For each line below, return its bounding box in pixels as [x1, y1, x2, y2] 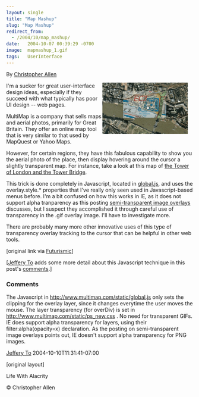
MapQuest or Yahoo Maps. [6, 137, 72, 145]
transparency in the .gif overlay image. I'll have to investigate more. [6, 211, 170, 218]
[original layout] [6, 361, 45, 368]
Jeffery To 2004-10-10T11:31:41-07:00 [6, 349, 99, 357]
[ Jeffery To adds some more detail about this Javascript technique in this [6, 259, 185, 266]
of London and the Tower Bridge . [6, 168, 87, 176]
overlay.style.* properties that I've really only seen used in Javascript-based [6, 186, 193, 193]
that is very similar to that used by [6, 132, 89, 139]
